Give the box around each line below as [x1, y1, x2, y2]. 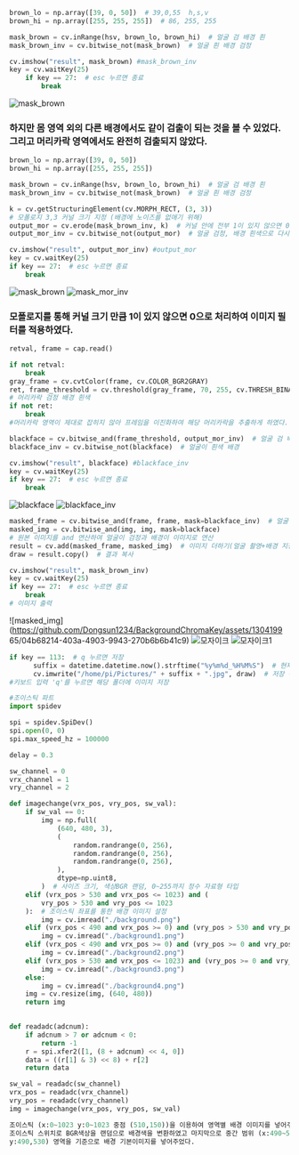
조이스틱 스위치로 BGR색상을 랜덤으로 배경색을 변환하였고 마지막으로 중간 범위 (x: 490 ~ [9, 1128, 287, 1138]
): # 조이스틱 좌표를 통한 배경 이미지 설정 [25, 907, 167, 916]
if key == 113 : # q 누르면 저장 [9, 652, 125, 662]
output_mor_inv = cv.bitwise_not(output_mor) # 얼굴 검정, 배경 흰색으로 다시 [9, 230, 290, 238]
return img [25, 997, 66, 1007]
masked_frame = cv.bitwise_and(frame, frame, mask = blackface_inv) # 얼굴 [9, 517, 289, 526]
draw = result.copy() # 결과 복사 [9, 550, 133, 559]
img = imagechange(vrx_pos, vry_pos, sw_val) [9, 1104, 181, 1113]
